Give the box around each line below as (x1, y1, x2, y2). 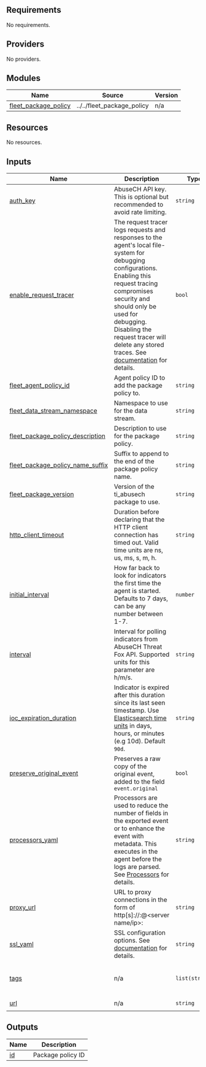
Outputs (6, 1022, 39, 1033)
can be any (113, 602, 146, 611)
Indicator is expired (113, 683, 170, 692)
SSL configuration (113, 928, 166, 937)
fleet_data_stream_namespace (9, 407, 97, 415)
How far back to (113, 564, 161, 572)
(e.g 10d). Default (113, 737, 166, 746)
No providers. (6, 55, 41, 63)
